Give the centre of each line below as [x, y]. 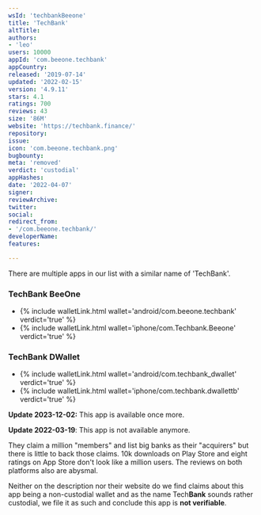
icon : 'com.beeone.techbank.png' [63, 148]
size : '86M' [28, 119]
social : [21, 215]
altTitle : [25, 30]
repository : [28, 133]
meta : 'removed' [35, 163]
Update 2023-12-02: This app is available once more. [96, 415]
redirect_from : [33, 222]
